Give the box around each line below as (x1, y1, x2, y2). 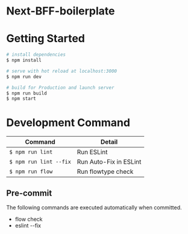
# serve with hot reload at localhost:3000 (6, 68, 117, 74)
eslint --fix (14, 222, 42, 229)
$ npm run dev (6, 73, 42, 79)
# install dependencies (6, 52, 66, 58)
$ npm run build (6, 90, 47, 96)
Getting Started (6, 32, 86, 46)
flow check (14, 215, 43, 223)
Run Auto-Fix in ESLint (77, 158, 142, 166)
